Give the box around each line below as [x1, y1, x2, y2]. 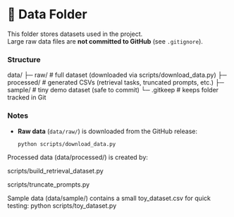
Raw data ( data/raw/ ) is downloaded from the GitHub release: [17, 127, 197, 135]
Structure [7, 54, 41, 64]
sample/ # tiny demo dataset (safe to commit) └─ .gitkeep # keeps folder [7, 86, 219, 94]
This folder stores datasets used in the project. [7, 30, 143, 38]
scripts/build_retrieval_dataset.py [7, 167, 104, 175]
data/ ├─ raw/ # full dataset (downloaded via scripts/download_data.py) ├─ [7, 70, 227, 80]
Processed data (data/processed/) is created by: [7, 153, 148, 161]
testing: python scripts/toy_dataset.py [7, 201, 117, 210]
